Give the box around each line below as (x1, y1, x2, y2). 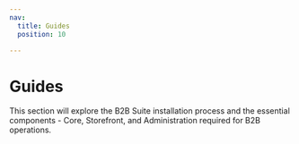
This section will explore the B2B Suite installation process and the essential (9, 106, 290, 116)
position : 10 (17, 30, 66, 38)
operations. (9, 124, 52, 135)
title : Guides (17, 21, 70, 30)
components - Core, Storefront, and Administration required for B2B (9, 115, 260, 126)
